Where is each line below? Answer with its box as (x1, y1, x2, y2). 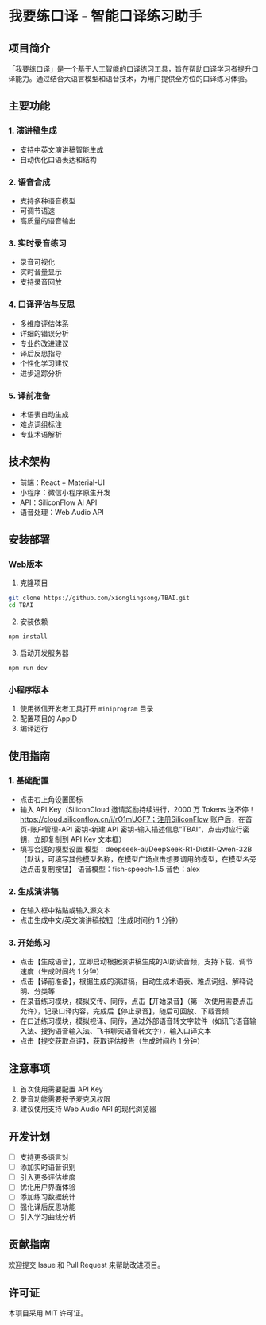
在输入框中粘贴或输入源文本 (19, 905, 111, 915)
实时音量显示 (19, 267, 62, 277)
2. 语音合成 (8, 176, 51, 188)
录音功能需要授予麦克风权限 (19, 1094, 111, 1104)
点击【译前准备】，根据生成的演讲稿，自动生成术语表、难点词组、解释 (19, 977, 246, 986)
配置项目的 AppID (19, 714, 78, 723)
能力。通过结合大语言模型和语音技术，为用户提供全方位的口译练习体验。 (14, 74, 252, 83)
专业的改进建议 (19, 339, 69, 348)
